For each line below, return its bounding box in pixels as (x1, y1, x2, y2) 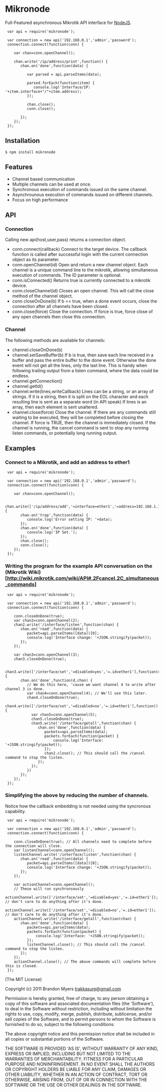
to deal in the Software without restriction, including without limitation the (5, 1005, 152, 1012)
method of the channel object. (12, 293, 73, 299)
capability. (5, 808, 26, 814)
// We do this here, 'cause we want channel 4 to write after (26, 682, 156, 687)
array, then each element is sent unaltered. (12, 404, 99, 410)
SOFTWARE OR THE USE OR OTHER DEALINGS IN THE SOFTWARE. (5, 1082, 142, 1088)
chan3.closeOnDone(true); (14, 656, 67, 662)
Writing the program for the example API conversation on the (5, 563, 153, 570)
